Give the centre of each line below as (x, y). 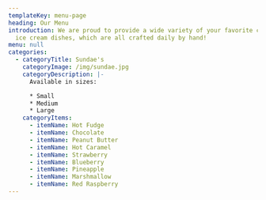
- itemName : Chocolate (66, 133)
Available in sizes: (63, 81)
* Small (42, 96)
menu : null (26, 45)
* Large (42, 111)
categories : (28, 52)
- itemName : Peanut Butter (74, 140)
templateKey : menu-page (47, 15)
